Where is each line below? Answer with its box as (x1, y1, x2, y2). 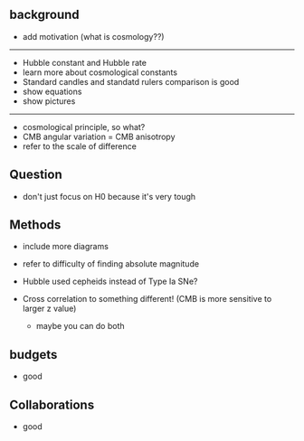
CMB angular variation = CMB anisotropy (22, 131, 176, 142)
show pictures (22, 95, 76, 107)
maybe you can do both (35, 321, 125, 332)
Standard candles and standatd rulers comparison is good (22, 76, 240, 87)
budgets (9, 347, 58, 362)
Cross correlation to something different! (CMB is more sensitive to (22, 294, 272, 305)
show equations (22, 86, 82, 97)
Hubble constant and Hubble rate (22, 57, 147, 68)
